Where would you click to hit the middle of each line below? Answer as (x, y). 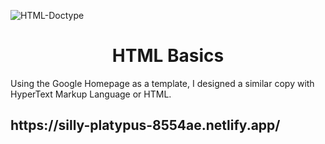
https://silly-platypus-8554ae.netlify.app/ (145, 125)
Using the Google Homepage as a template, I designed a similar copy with (162, 83)
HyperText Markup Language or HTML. (91, 94)
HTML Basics (168, 56)
